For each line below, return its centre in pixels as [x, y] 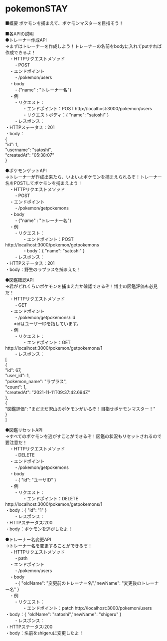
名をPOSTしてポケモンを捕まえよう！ [44, 183]
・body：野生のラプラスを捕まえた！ [43, 269]
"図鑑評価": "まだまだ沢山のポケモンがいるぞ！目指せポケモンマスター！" [80, 409]
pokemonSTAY [37, 9]
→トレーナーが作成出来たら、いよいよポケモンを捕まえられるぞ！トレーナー [83, 177]
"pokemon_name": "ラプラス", [36, 381]
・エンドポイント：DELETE [50, 498]
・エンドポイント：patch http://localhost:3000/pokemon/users [87, 608]
